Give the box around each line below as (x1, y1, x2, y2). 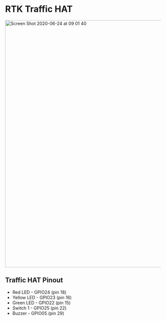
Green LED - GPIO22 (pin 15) (12, 300, 71, 306)
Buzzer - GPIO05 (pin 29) (12, 310, 64, 316)
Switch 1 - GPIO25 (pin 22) (12, 305, 67, 311)
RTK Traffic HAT (5, 3, 73, 15)
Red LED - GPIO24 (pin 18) (12, 289, 67, 295)
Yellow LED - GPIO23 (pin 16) (12, 294, 72, 300)
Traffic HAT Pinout (5, 276, 63, 284)
